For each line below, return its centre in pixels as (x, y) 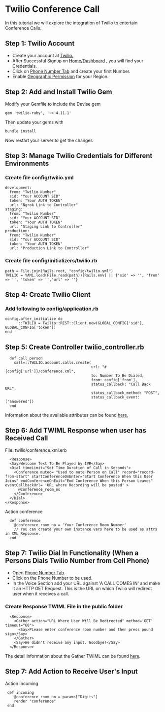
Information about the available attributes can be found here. (67, 415)
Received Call (27, 438)
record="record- (138, 472)
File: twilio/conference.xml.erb (36, 450)
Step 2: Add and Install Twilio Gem (59, 92)
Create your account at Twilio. (43, 55)
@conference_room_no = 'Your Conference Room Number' (70, 525)
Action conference (24, 512)
